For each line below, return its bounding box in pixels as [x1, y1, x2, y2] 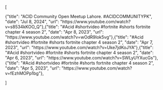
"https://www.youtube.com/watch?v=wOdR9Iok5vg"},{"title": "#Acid [5, 34, 143, 40]
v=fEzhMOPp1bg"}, [5, 71, 44, 76]
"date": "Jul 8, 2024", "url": [5, 19, 60, 24]
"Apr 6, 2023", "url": [5, 55, 46, 60]
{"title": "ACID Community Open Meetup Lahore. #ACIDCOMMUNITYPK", [5, 14, 153, 19]
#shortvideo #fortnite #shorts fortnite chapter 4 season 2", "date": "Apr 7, [5, 39, 153, 45]
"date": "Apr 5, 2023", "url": [5, 65, 61, 71]
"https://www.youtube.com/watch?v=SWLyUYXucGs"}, [46, 55, 158, 60]
